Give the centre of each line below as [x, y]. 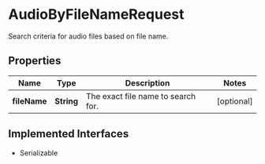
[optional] [235, 101]
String [67, 101]
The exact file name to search [141, 96]
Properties [35, 61]
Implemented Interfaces [69, 134]
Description [147, 82]
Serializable [39, 153]
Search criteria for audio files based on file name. [88, 36]
